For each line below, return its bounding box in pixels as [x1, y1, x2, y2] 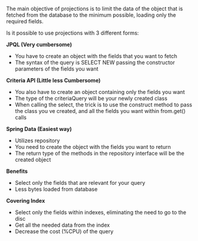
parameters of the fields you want [14, 65, 99, 72]
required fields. [6, 18, 44, 25]
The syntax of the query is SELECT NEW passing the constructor [14, 59, 175, 66]
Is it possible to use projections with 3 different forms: [6, 29, 139, 36]
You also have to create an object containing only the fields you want [14, 89, 185, 95]
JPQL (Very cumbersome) [6, 41, 72, 48]
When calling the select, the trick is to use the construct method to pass [14, 101, 193, 108]
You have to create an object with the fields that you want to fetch [14, 53, 178, 59]
